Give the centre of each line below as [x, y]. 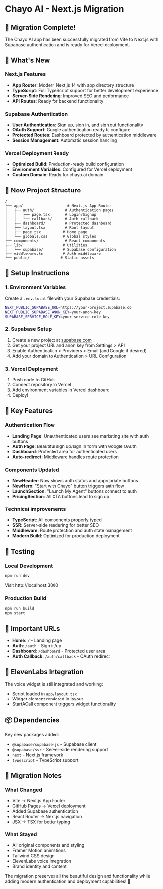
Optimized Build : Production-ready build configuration [68, 164]
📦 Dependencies [32, 720]
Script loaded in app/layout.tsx [45, 694]
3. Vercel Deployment [32, 369]
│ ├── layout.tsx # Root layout [50, 228]
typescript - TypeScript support [45, 760]
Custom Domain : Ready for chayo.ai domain [58, 175]
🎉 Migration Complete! [41, 28]
